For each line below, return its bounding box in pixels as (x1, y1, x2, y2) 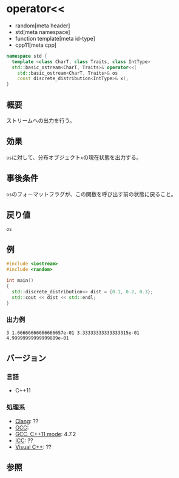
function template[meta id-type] (15, 35, 96, 42)
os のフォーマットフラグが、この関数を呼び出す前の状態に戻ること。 (6, 190, 177, 197)
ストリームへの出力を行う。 (6, 117, 75, 124)
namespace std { (6, 53, 47, 59)
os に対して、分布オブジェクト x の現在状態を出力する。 (6, 154, 142, 161)
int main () (6, 278, 34, 284)
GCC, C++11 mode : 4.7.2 (15, 430, 76, 437)
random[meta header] (15, 22, 70, 29)
